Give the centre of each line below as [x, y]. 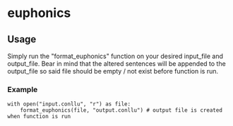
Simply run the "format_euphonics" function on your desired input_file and [115, 56]
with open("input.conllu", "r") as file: [69, 104]
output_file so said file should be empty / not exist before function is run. [113, 71]
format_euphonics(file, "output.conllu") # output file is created [121, 110]
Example [23, 89]
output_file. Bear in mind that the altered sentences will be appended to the [116, 64]
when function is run [39, 117]
